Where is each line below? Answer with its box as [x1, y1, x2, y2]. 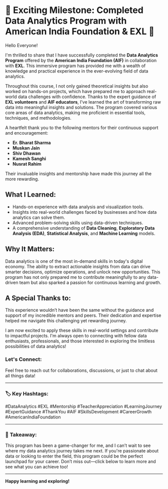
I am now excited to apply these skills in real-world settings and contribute [5, 327, 158, 333]
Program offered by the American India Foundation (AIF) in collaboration [5, 57, 157, 63]
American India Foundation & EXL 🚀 [5, 26, 155, 37]
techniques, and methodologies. [5, 115, 71, 121]
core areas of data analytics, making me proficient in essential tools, [5, 110, 146, 116]
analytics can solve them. [12, 214, 65, 220]
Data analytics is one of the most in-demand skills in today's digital [5, 258, 143, 264]
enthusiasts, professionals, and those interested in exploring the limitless [5, 338, 155, 344]
